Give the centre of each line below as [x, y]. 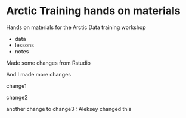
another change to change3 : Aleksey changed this [69, 109]
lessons [24, 45]
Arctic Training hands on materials [93, 11]
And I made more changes [39, 74]
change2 [17, 97]
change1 [16, 86]
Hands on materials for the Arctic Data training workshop [76, 27]
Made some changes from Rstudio [49, 63]
